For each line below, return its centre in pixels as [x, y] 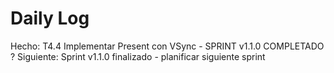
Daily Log [50, 18]
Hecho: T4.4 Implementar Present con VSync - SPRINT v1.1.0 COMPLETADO [167, 46]
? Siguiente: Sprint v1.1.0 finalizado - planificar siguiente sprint [138, 56]
